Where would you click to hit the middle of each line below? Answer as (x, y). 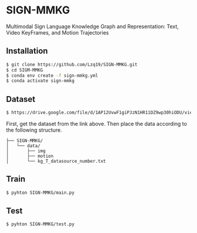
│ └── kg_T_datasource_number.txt (56, 161)
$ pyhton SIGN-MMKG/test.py (40, 224)
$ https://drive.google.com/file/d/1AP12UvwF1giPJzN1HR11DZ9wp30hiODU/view (101, 113)
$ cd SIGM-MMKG (25, 70)
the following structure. (34, 130)
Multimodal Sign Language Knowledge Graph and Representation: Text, (92, 26)
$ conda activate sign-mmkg (40, 81)
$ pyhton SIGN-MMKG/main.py (40, 193)
